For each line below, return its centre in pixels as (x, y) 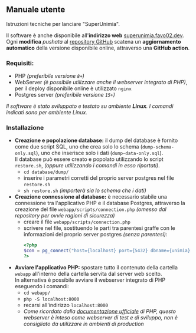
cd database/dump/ (46, 172)
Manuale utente (36, 10)
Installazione (25, 128)
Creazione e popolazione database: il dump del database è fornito (96, 140)
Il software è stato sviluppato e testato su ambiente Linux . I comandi (90, 106)
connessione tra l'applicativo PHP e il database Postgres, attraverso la (100, 203)
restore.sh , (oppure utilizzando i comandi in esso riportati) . (87, 166)
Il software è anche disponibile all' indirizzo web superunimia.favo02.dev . (95, 35)
